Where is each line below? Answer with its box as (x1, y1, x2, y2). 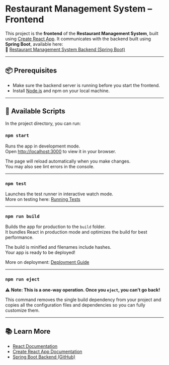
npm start (5, 133, 29, 138)
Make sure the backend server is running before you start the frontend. (12, 82, 160, 88)
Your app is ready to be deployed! (5, 250, 75, 256)
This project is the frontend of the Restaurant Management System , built (5, 30, 158, 36)
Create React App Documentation (12, 348, 82, 354)
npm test (5, 181, 27, 186)
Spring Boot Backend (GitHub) (12, 353, 75, 360)
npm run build (5, 213, 40, 220)
